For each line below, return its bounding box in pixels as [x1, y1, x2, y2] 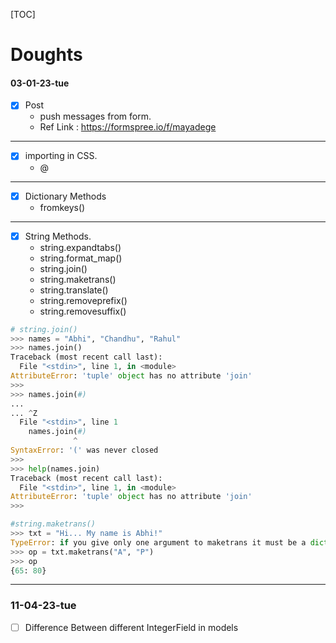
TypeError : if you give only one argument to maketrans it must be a [10, 537, 307, 548]
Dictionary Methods [24, 190, 107, 202]
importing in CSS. [24, 150, 98, 162]
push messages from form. [39, 110, 152, 123]
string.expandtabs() [39, 241, 122, 253]
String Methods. [24, 230, 92, 242]
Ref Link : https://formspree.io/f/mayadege [39, 121, 217, 133]
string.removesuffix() [39, 305, 127, 317]
